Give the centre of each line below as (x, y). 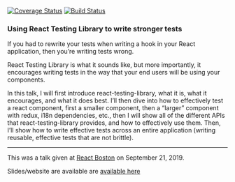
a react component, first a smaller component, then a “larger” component (113, 108)
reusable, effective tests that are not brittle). (71, 138)
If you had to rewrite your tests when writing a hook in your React (101, 44)
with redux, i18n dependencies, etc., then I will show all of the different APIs (116, 116)
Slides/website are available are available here (74, 172)
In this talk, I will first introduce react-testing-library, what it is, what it (107, 93)
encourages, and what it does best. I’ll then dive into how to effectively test (115, 100)
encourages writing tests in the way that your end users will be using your (114, 73)
